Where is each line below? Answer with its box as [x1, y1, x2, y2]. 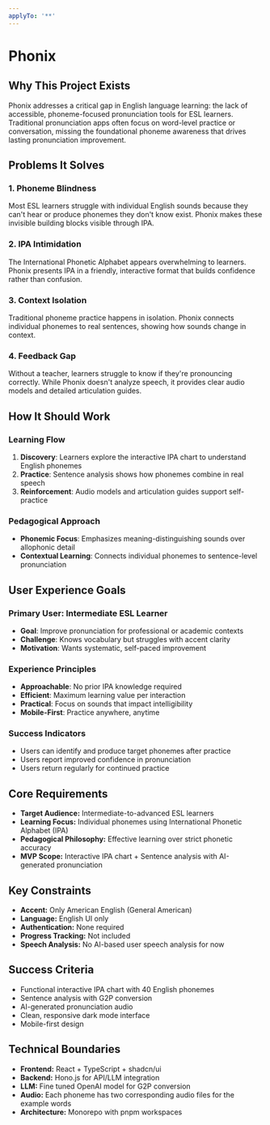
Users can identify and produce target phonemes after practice [19, 746, 231, 756]
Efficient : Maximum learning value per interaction [19, 691, 186, 700]
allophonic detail [19, 542, 75, 552]
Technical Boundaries [8, 1042, 121, 1056]
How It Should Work [8, 409, 111, 423]
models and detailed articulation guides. [8, 386, 142, 396]
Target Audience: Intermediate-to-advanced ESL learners [19, 808, 214, 819]
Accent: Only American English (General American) [19, 905, 192, 915]
